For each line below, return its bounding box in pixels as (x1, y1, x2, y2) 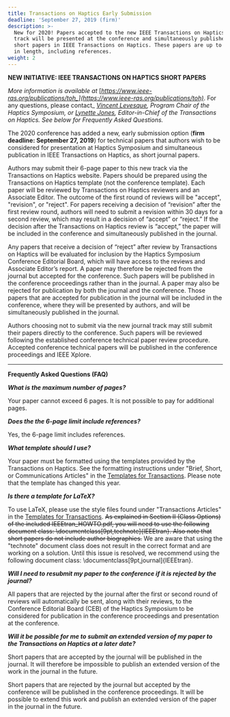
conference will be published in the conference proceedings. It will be (8, 688, 204, 696)
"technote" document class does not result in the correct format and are (8, 541, 211, 549)
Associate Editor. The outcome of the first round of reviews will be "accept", (8, 193, 221, 201)
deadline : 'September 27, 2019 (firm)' (8, 16, 121, 23)
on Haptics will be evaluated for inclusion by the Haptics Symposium (8, 250, 201, 258)
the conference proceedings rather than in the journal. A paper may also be (8, 278, 220, 287)
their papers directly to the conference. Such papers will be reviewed (8, 328, 203, 337)
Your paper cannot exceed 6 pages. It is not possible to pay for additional (8, 396, 214, 404)
